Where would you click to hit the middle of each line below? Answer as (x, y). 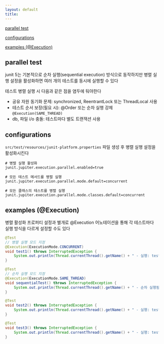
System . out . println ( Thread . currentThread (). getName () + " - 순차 (81, 287)
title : (12, 14)
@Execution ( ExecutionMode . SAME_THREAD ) (46, 278)
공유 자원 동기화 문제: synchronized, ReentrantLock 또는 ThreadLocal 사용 (85, 102)
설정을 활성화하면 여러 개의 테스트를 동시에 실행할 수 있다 (64, 81)
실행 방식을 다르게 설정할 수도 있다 (38, 228)
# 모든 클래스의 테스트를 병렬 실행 (35, 191)
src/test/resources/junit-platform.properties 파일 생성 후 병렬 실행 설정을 (81, 147)
